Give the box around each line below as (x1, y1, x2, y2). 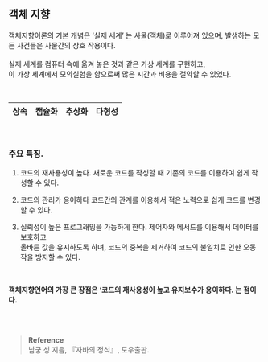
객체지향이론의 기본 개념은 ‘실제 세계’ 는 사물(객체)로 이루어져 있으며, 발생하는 (8, 31, 252, 40)
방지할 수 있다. (35, 253, 80, 262)
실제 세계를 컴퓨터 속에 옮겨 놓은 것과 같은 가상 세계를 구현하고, (8, 59, 206, 68)
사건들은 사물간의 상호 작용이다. (16, 40, 116, 50)
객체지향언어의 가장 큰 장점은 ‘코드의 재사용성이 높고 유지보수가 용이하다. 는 (8, 285, 242, 295)
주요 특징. (8, 148, 44, 159)
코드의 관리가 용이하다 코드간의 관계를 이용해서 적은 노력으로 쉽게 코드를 (19, 195, 246, 205)
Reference (27, 335, 64, 345)
